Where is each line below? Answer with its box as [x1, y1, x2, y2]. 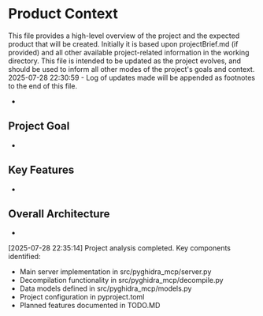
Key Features [8, 164, 75, 177]
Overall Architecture [8, 207, 110, 220]
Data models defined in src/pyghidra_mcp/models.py [19, 284, 192, 293]
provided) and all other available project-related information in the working [8, 47, 250, 57]
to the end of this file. [8, 81, 77, 91]
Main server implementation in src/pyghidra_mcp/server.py [19, 267, 212, 276]
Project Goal [8, 119, 70, 133]
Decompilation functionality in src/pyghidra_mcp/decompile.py [19, 276, 224, 285]
